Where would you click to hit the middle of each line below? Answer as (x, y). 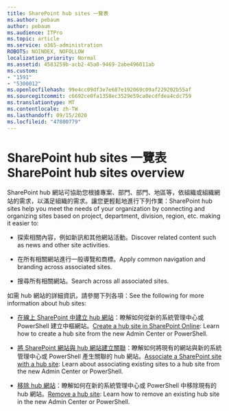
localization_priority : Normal (52, 58)
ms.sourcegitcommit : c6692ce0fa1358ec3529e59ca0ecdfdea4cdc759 (99, 97)
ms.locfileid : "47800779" (44, 122)
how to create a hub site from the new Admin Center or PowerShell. (112, 334)
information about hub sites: (47, 303)
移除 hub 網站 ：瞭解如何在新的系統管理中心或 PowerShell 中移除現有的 (117, 386)
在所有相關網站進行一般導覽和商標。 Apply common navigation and (111, 259)
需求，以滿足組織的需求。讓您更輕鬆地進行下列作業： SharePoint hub (116, 201)
